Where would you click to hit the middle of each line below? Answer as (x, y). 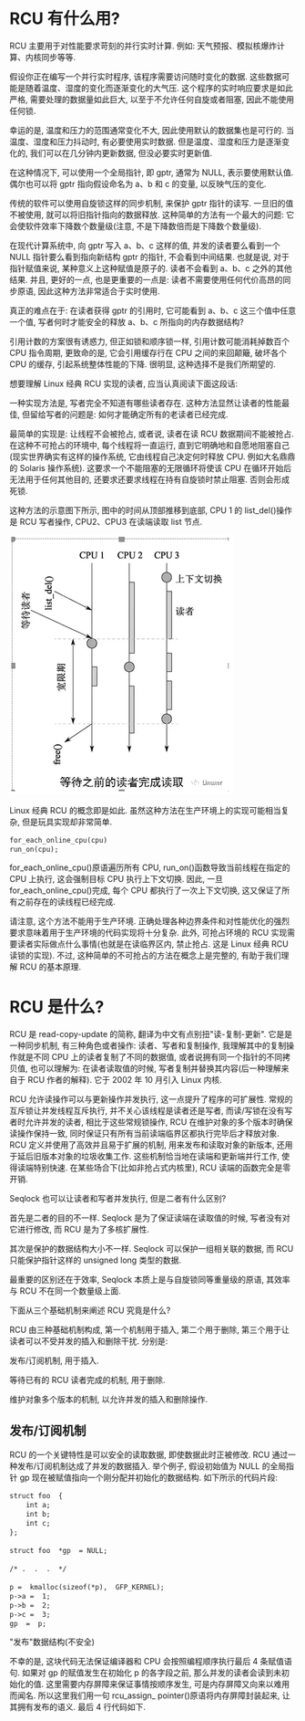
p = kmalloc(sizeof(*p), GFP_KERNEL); (87, 1587)
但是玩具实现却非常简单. (67, 822)
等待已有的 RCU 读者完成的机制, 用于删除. (87, 1380)
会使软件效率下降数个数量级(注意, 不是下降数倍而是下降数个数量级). (136, 226)
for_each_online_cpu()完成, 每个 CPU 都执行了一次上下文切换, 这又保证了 (146, 890)
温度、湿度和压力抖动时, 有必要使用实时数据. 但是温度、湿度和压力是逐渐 (146, 142)
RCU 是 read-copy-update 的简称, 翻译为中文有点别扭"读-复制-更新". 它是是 (151, 1034)
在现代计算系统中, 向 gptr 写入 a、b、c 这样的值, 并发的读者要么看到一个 (145, 245)
